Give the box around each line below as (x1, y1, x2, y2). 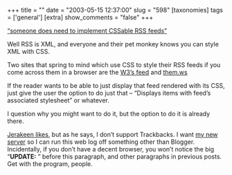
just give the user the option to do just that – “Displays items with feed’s (7, 89, 211, 97)
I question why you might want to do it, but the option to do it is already (7, 110, 211, 118)
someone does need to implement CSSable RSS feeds (10, 27, 165, 35)
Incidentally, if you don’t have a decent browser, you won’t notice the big (7, 145, 215, 153)
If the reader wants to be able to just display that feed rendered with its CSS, (7, 82, 225, 89)
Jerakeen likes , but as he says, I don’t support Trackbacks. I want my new (7, 131, 218, 138)
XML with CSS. (7, 48, 50, 55)
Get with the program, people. (7, 160, 93, 168)
